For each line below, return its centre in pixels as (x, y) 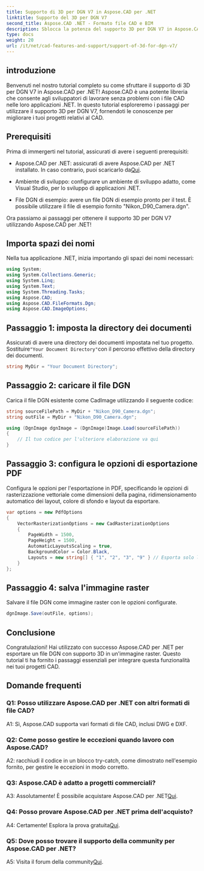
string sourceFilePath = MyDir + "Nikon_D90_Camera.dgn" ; (81, 411)
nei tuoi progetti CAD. (33, 666)
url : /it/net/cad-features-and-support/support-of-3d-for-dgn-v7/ (92, 46)
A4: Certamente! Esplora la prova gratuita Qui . (63, 825)
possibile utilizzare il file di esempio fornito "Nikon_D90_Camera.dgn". (102, 206)
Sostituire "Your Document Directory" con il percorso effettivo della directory (101, 349)
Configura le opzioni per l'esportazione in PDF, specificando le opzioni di (97, 488)
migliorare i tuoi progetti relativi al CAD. (55, 117)
